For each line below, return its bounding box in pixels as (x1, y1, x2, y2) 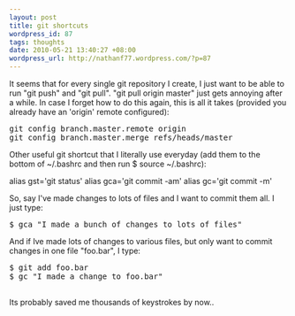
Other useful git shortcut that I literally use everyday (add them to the (9, 150, 261, 159)
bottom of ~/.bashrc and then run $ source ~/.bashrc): (9, 158, 207, 169)
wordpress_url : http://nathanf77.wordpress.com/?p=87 (9, 54, 212, 63)
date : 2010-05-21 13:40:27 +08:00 (9, 46, 137, 55)
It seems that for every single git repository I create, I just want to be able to (9, 79, 285, 89)
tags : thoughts (9, 37, 65, 47)
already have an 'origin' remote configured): (9, 107, 170, 117)
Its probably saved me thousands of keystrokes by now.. (9, 297, 215, 307)
